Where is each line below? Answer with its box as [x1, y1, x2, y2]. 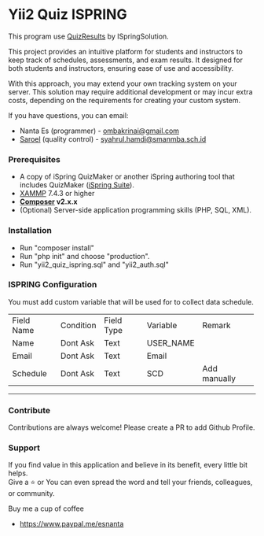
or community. [8, 489, 55, 498]
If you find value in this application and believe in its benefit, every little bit [8, 460, 248, 470]
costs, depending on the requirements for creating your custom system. [8, 95, 241, 105]
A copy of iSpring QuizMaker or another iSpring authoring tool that [19, 172, 236, 182]
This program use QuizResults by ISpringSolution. [8, 31, 169, 41]
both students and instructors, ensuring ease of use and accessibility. [8, 63, 234, 72]
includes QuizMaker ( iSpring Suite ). [19, 180, 135, 190]
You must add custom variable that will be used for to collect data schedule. [8, 297, 254, 306]
